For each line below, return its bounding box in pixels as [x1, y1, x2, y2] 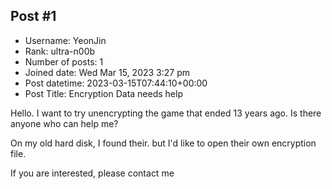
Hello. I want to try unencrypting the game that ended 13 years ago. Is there [10, 107, 322, 119]
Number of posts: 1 [24, 55, 104, 68]
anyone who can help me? [10, 117, 119, 129]
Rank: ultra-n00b [24, 45, 96, 57]
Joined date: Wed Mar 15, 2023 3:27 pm [24, 66, 191, 78]
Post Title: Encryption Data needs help [24, 87, 183, 99]
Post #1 [10, 8, 57, 25]
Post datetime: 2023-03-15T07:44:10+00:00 [24, 77, 208, 89]
